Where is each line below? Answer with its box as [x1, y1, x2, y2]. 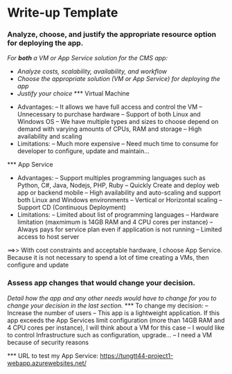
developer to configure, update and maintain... [17, 147, 150, 155]
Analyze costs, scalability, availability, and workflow [17, 67, 168, 75]
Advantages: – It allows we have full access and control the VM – [17, 103, 203, 112]
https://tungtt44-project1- [100, 351, 174, 359]
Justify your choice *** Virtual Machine [17, 89, 130, 98]
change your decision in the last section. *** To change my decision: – [7, 301, 208, 310]
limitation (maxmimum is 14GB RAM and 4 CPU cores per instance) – [17, 218, 213, 226]
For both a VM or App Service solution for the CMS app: [7, 54, 168, 62]
